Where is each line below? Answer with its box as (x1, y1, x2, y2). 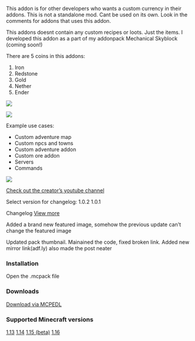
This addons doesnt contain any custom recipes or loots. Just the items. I (6, 29, 183, 36)
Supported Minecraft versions (6, 315, 94, 323)
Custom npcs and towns (14, 140, 74, 146)
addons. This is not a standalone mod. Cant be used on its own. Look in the (6, 11, 188, 18)
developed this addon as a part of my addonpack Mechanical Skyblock (6, 35, 177, 42)
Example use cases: (6, 122, 54, 129)
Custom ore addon (14, 152, 60, 159)
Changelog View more (6, 210, 60, 216)
